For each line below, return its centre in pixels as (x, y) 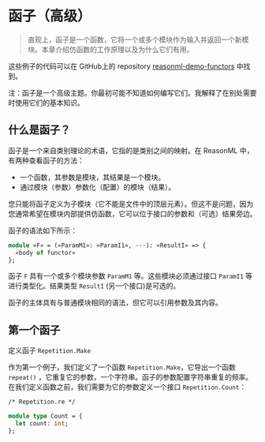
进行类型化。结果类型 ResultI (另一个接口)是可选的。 (94, 286)
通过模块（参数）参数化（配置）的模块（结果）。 (97, 187)
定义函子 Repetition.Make (50, 350)
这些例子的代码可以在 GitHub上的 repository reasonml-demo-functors (121, 66)
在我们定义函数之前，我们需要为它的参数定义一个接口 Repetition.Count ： (127, 387)
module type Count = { (45, 416)
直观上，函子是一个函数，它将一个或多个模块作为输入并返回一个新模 (138, 39)
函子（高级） (50, 16)
